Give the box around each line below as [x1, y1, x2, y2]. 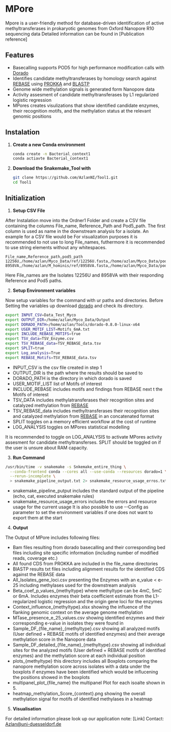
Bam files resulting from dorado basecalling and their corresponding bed [12, 545, 165, 551]
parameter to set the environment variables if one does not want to [12, 509, 153, 516]
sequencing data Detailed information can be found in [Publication [5, 31, 145, 37]
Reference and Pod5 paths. [5, 277, 63, 283]
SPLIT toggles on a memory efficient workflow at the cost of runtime [12, 418, 156, 424]
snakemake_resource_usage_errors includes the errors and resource [12, 499, 157, 505]
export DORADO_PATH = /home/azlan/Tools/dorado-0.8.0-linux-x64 [5, 322, 140, 327]
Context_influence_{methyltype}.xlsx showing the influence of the [12, 604, 151, 610]
